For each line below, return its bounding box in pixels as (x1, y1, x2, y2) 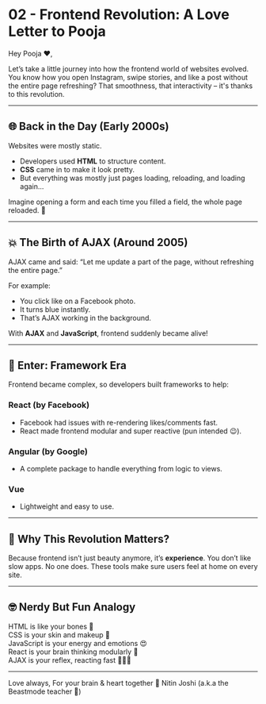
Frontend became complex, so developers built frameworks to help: (8, 379, 230, 390)
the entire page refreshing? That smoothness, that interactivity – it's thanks (8, 81, 253, 90)
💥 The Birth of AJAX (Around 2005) (8, 236, 188, 249)
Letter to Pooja (8, 22, 107, 40)
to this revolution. (8, 89, 65, 98)
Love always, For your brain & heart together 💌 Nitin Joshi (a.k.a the (8, 678, 229, 687)
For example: (8, 280, 51, 290)
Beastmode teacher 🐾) (8, 687, 82, 696)
